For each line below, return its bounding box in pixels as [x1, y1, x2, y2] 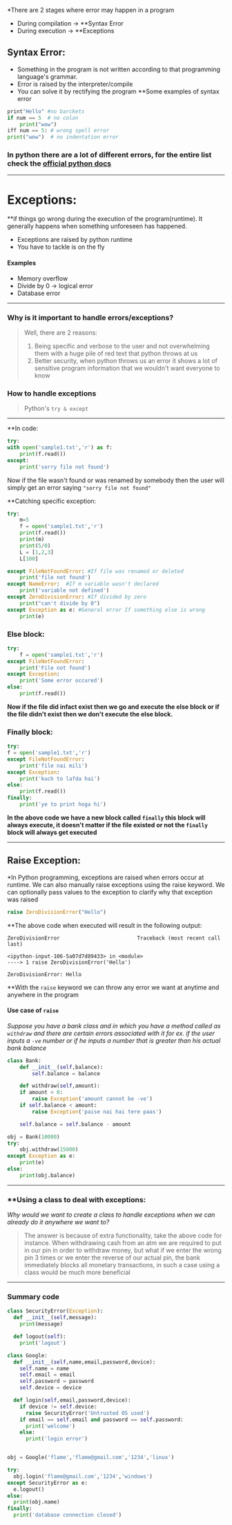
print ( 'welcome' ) [25, 1422, 76, 1429]
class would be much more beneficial [23, 1268, 131, 1277]
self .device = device [19, 1384, 81, 1391]
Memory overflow [17, 274, 68, 283]
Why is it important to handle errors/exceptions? [7, 312, 174, 322]
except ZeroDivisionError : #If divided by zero [7, 594, 147, 601]
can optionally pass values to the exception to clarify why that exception [7, 888, 213, 896]
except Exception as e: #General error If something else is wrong [7, 606, 206, 613]
